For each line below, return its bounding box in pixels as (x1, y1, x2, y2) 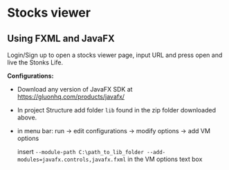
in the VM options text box (127, 155, 203, 163)
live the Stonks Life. (7, 58, 64, 67)
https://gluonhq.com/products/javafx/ (17, 92, 125, 101)
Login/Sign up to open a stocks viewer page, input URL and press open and (7, 51, 223, 59)
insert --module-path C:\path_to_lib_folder (17, 148, 144, 155)
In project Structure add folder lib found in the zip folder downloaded (17, 106, 217, 114)
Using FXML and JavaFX (7, 33, 116, 44)
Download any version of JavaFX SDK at (17, 85, 133, 93)
